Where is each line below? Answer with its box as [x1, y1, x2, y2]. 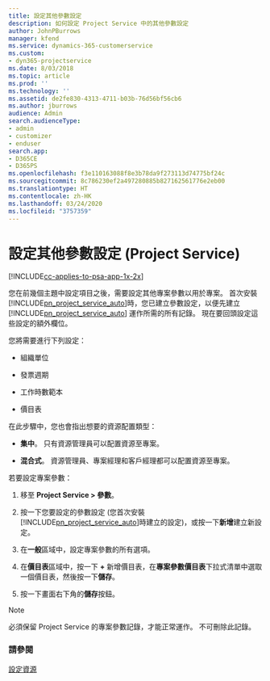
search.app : [8, 147, 48, 155]
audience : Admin [8, 110, 63, 118]
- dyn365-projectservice [8, 57, 92, 65]
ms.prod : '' [8, 79, 48, 87]
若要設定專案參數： [8, 473, 73, 483]
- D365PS [8, 162, 38, 170]
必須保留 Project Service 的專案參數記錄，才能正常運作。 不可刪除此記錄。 [8, 622, 256, 632]
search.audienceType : [8, 117, 81, 125]
